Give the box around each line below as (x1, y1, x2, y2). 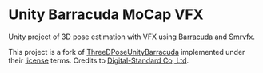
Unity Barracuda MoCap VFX (8, 6, 204, 24)
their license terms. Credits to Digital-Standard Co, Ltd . (8, 56, 189, 65)
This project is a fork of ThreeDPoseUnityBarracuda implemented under (8, 47, 245, 56)
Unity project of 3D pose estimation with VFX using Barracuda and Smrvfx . (8, 32, 256, 41)
